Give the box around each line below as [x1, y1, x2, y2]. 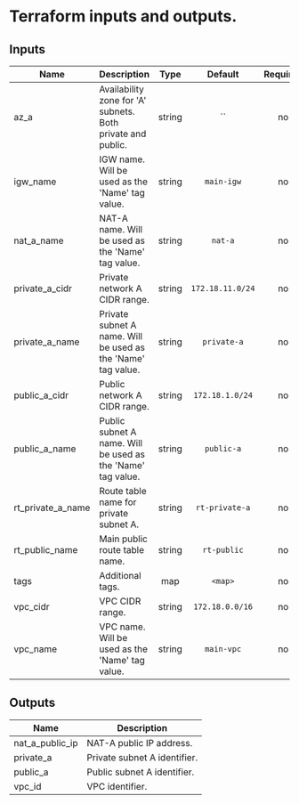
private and [99, 127, 147, 140]
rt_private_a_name [13, 501, 91, 514]
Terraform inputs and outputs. [9, 6, 238, 27]
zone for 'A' [99, 94, 147, 106]
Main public [99, 532, 149, 545]
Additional [99, 570, 141, 581]
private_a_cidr [13, 282, 73, 295]
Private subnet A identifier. [86, 751, 198, 763]
